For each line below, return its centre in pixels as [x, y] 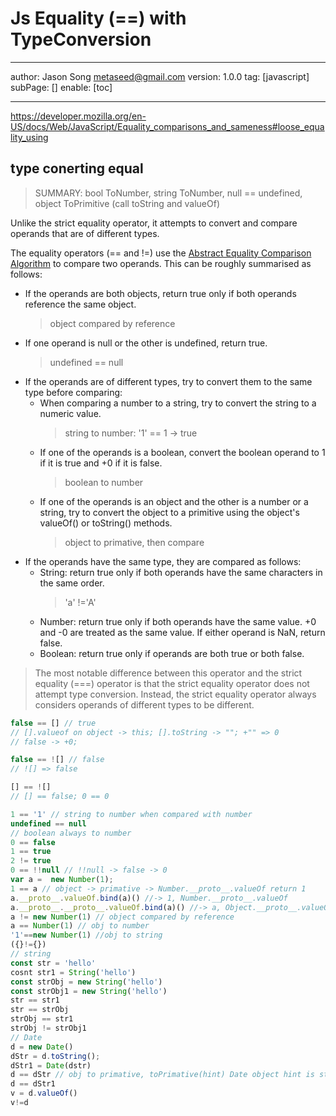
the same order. [72, 583]
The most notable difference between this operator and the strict [168, 673]
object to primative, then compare [134, 542]
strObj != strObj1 [48, 1028]
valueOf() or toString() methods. [106, 523]
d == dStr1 [33, 1084]
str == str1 [35, 1000]
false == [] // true [53, 723]
